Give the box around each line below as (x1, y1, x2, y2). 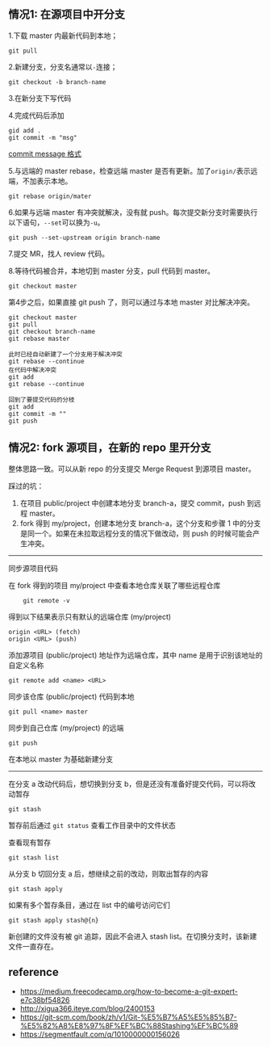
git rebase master (8, 334, 70, 343)
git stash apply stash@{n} (8, 916, 99, 924)
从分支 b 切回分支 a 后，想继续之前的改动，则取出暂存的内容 (8, 868, 209, 878)
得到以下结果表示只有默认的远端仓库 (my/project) (8, 612, 172, 621)
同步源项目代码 (8, 563, 58, 573)
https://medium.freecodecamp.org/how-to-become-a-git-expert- (19, 986, 238, 996)
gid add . (8, 126, 42, 135)
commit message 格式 (8, 149, 82, 158)
